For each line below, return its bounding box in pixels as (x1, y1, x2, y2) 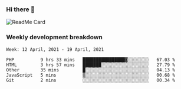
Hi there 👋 (6, 5, 35, 13)
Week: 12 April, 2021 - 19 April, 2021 (6, 46, 104, 52)
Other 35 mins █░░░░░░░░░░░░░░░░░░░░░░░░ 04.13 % (6, 67, 176, 73)
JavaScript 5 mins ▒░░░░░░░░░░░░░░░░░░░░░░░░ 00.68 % (6, 72, 176, 78)
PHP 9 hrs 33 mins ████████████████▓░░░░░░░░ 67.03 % (6, 57, 176, 63)
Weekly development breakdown (6, 33, 103, 42)
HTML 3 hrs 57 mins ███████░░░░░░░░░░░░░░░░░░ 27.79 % (6, 61, 176, 68)
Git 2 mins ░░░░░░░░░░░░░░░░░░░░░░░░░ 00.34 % (6, 77, 176, 83)
